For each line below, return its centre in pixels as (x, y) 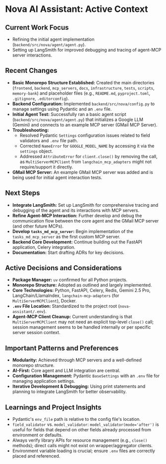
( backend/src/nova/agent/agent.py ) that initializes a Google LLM (78, 119)
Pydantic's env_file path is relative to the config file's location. (77, 419)
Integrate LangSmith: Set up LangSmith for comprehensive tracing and (85, 205)
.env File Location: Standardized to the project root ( (66, 306)
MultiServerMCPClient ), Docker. (44, 301)
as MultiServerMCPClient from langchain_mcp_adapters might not (86, 162)
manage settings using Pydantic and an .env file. (62, 109)
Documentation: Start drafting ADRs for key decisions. (68, 252)
